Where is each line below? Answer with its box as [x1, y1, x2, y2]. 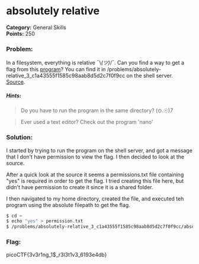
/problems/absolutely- [107, 66, 162, 73]
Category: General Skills [6, 24, 66, 31]
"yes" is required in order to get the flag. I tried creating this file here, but [6, 177, 184, 185]
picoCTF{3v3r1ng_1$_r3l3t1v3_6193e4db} [6, 251, 107, 259]
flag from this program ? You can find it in [6, 66, 106, 73]
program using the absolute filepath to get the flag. [6, 201, 130, 208]
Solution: [6, 133, 33, 142]
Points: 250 [6, 30, 36, 37]
